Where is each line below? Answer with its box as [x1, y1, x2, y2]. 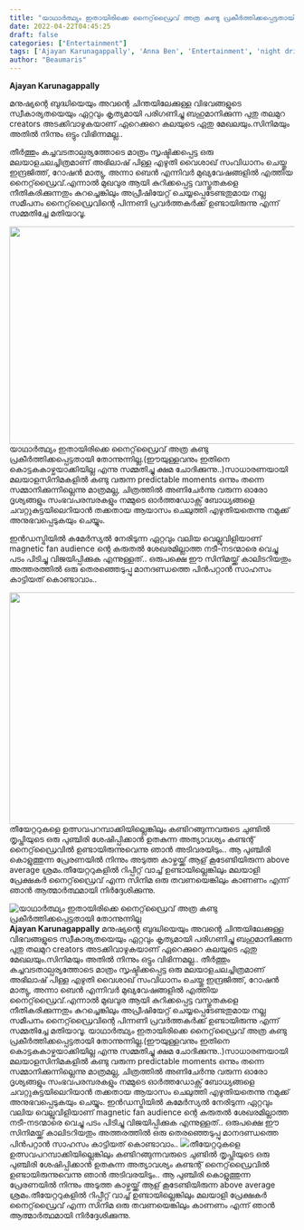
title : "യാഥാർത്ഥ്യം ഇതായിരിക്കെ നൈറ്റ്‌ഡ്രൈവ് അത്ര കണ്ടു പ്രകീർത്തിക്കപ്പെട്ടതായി [9, 13, 296, 23]
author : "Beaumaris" [9, 55, 88, 64]
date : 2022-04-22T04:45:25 [9, 22, 111, 31]
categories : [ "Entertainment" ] [9, 38, 128, 48]
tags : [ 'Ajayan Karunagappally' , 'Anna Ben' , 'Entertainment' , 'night [9, 47, 281, 56]
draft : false [9, 30, 59, 39]
